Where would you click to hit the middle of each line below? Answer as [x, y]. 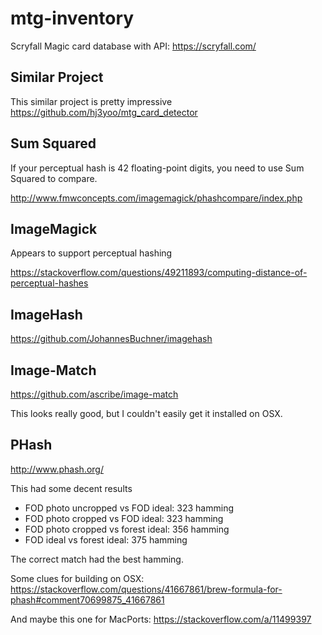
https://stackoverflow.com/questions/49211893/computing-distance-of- [159, 273]
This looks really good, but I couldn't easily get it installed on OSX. [146, 413]
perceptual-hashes [49, 283]
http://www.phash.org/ [57, 469]
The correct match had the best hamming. [97, 559]
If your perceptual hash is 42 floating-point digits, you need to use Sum [157, 168]
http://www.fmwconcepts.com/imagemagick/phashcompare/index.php [156, 198]
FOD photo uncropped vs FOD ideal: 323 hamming [129, 508]
